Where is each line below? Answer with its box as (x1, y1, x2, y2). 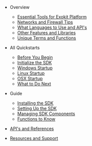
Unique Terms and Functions (17, 35, 76, 41)
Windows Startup (17, 65, 53, 71)
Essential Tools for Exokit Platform (17, 14, 87, 19)
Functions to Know (17, 116, 55, 122)
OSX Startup (17, 76, 43, 81)
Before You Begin (17, 54, 53, 60)
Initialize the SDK (17, 60, 52, 65)
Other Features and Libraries (17, 30, 76, 35)
